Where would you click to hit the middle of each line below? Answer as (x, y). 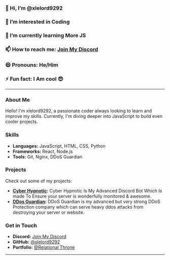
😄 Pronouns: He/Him (32, 64)
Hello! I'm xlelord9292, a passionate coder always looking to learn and (79, 111)
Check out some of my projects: (39, 181)
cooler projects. (22, 122)
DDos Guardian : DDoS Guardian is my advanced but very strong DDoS (86, 201)
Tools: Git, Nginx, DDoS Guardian (47, 156)
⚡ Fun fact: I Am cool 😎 (34, 79)
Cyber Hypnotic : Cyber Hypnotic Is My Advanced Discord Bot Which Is (87, 190)
